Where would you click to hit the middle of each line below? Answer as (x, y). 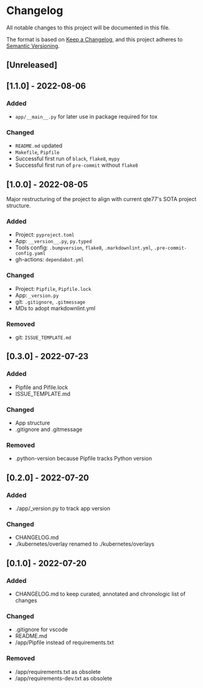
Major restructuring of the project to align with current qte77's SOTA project (101, 199)
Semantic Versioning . (33, 46)
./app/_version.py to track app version (63, 508)
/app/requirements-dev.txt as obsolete (64, 678)
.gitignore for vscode (41, 629)
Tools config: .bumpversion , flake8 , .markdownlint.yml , (84, 247)
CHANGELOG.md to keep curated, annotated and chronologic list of (100, 594)
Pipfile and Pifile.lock (41, 387)
